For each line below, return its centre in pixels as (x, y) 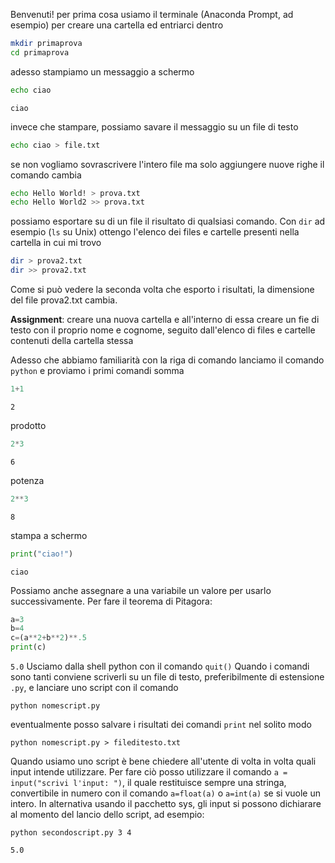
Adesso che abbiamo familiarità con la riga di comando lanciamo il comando (167, 360)
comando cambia (46, 175)
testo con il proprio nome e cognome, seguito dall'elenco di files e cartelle (163, 330)
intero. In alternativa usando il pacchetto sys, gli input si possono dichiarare (166, 803)
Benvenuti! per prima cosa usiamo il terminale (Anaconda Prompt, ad (152, 14)
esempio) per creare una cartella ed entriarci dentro (117, 25)
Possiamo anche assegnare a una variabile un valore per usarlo (141, 590)
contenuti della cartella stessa (72, 340)
